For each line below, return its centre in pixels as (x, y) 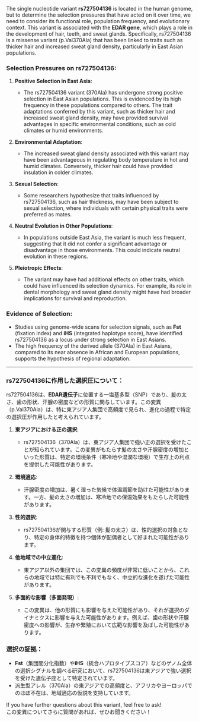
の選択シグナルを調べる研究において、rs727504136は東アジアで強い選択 (103, 670)
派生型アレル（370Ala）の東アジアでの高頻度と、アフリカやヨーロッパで (103, 685)
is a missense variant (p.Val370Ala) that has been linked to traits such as (94, 40)
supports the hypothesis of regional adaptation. (73, 358)
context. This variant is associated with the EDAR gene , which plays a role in (99, 27)
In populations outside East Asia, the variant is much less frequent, (105, 238)
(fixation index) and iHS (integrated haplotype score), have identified (98, 333)
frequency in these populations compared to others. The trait (98, 105)
